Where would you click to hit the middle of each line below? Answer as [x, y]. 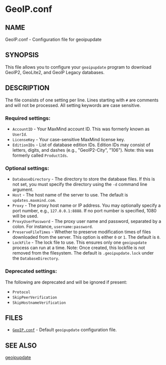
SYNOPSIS [22, 55]
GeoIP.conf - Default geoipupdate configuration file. [64, 330]
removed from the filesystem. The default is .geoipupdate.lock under [83, 253]
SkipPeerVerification [34, 297]
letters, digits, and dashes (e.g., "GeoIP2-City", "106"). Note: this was [83, 150]
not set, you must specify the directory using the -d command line [80, 184]
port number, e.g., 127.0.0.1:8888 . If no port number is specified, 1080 [84, 211]
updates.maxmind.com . [34, 200]
